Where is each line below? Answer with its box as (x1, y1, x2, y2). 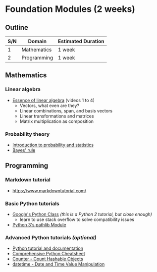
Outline (5, 23, 28, 32)
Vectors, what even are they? (19, 103, 79, 109)
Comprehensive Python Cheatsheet (12, 251, 85, 257)
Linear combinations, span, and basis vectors (19, 108, 113, 113)
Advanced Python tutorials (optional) (5, 234, 97, 241)
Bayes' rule (12, 147, 36, 153)
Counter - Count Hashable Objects (12, 256, 83, 262)
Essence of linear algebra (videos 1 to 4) (12, 97, 95, 103)
